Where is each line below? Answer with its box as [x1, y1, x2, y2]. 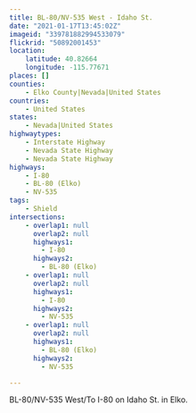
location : [9, 46, 46, 55]
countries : [9, 96, 50, 105]
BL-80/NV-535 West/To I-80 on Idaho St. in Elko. [9, 394, 189, 405]
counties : [9, 80, 46, 88]
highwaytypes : [9, 130, 62, 139]
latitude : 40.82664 [25, 55, 98, 63]
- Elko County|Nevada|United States [25, 88, 162, 97]
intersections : [9, 212, 66, 222]
